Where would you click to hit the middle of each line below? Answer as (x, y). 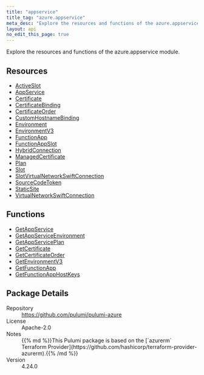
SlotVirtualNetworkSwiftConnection (59, 176)
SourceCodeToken (38, 182)
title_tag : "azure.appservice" (46, 18)
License (16, 321)
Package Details (37, 293)
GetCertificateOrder (40, 255)
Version (16, 360)
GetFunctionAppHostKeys (47, 274)
